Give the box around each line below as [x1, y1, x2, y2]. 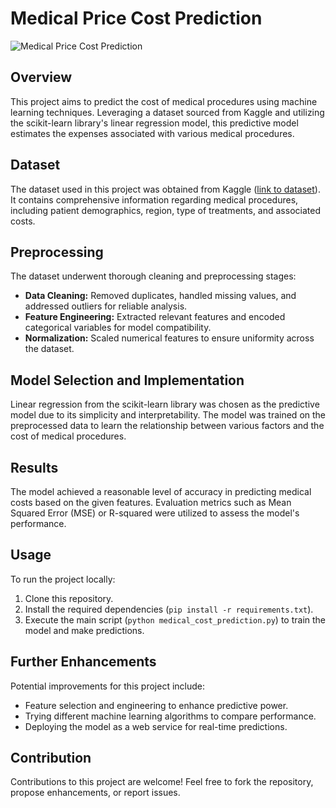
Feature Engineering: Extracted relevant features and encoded [24, 311, 286, 323]
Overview [10, 69, 73, 86]
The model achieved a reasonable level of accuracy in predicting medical [10, 486, 312, 497]
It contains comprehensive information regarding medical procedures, [10, 193, 299, 206]
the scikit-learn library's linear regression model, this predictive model [10, 117, 299, 129]
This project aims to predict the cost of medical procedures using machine [10, 95, 318, 107]
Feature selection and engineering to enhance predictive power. [24, 699, 289, 711]
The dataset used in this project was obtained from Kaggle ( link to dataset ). [10, 183, 321, 195]
